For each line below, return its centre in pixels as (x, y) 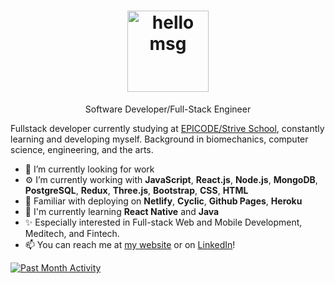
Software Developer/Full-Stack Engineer (168, 109)
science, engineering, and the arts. (82, 149)
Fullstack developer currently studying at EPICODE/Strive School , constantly (167, 128)
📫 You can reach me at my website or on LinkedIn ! (130, 244)
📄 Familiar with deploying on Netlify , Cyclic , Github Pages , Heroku (163, 201)
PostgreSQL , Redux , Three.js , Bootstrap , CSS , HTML (136, 190)
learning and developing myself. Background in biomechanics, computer (159, 139)
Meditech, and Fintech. (72, 233)
